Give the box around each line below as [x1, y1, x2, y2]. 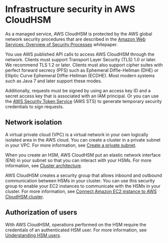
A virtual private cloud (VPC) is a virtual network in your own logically [5, 132, 149, 138]
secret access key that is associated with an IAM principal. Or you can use [5, 93, 159, 99]
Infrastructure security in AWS [5, 4, 135, 15]
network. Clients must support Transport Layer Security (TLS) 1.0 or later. [5, 56, 157, 62]
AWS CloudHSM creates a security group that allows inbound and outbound [5, 172, 162, 178]
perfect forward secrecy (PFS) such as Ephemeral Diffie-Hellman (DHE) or [5, 67, 159, 73]
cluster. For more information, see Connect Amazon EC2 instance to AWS [5, 188, 157, 194]
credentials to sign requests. [5, 103, 64, 109]
